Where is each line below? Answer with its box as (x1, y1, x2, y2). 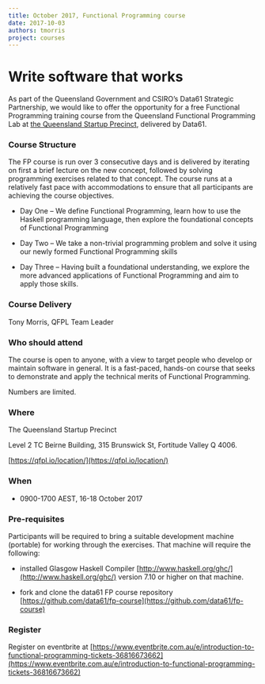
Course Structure (8, 140, 77, 151)
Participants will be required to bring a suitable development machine (8, 531, 235, 540)
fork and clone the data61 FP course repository (19, 587, 173, 597)
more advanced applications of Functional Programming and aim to (19, 271, 239, 280)
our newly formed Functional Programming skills (19, 247, 178, 256)
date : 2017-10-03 (8, 19, 66, 27)
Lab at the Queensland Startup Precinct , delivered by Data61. (8, 120, 207, 129)
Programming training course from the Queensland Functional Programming (8, 111, 256, 121)
